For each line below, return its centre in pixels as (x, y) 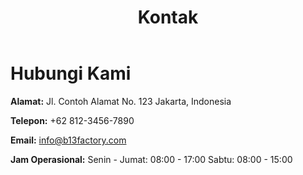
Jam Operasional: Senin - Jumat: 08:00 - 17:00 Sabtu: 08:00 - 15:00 (151, 159)
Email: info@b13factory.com (68, 140)
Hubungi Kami (71, 73)
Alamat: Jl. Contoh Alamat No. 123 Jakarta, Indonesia (121, 101)
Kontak (168, 17)
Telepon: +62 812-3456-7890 (72, 120)
